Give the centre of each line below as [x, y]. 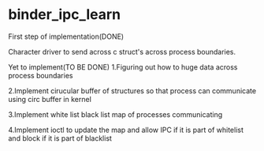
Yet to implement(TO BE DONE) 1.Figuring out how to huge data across [123, 67]
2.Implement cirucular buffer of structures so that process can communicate [132, 91]
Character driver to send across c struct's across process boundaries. [122, 51]
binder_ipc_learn [64, 15]
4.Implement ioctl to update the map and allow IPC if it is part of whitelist [126, 130]
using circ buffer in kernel [50, 99]
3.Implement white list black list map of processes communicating [115, 114]
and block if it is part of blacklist [60, 138]
